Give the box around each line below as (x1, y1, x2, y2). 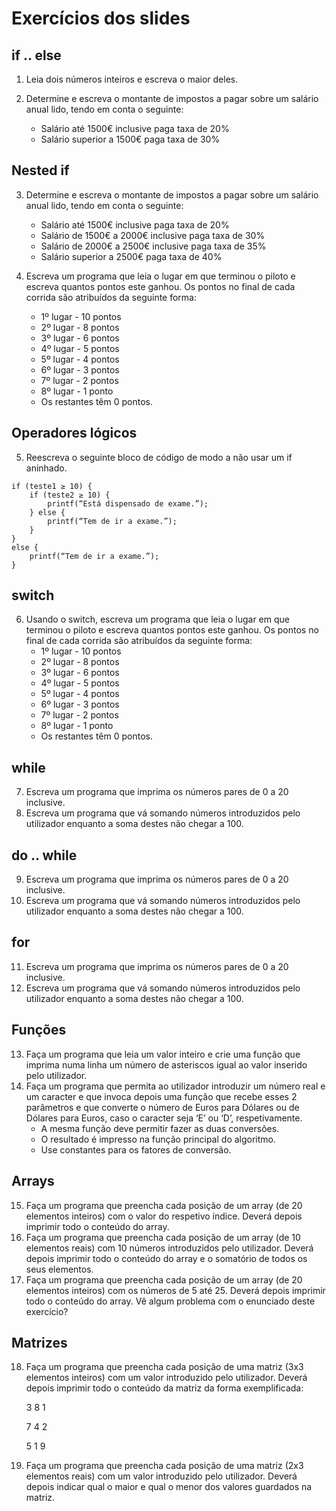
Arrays (11, 1173, 55, 1190)
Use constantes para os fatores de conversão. (40, 1143, 232, 1156)
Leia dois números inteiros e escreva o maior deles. (25, 73, 239, 85)
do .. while (11, 847, 78, 864)
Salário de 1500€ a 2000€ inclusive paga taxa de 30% (40, 229, 266, 241)
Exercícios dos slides (11, 7, 191, 30)
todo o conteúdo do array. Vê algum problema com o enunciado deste (25, 1295, 316, 1307)
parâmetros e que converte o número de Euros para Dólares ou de (25, 1101, 300, 1113)
